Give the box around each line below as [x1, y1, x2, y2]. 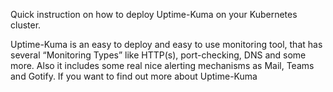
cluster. [10, 19, 42, 31]
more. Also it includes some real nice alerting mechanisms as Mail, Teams [10, 60, 315, 71]
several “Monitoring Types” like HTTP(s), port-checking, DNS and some [10, 49, 307, 61]
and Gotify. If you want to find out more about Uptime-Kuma [10, 70, 258, 82]
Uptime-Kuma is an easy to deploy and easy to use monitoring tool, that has [10, 39, 323, 50]
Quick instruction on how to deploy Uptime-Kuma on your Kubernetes [10, 9, 298, 20]
